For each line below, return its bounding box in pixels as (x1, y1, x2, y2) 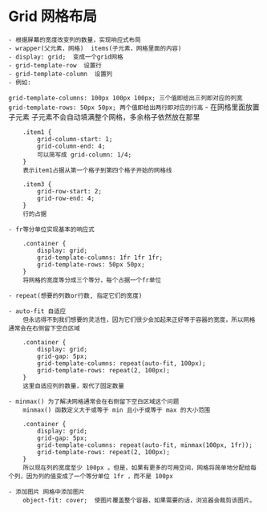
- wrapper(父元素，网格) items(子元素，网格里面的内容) (8, 44, 182, 52)
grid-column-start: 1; (37, 135, 113, 143)
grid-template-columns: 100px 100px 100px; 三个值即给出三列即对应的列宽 (8, 94, 243, 102)
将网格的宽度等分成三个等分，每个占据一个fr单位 (22, 276, 162, 284)
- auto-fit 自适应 (8, 307, 67, 315)
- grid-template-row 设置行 (8, 61, 103, 69)
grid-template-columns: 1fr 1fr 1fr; (37, 254, 163, 262)
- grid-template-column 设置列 (8, 70, 113, 78)
